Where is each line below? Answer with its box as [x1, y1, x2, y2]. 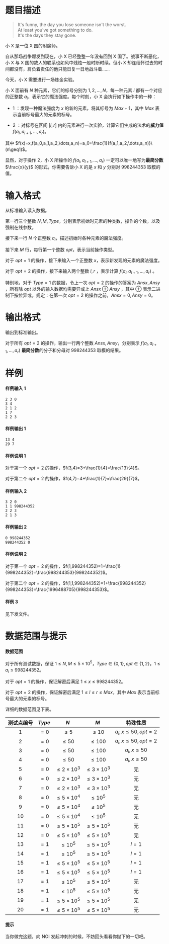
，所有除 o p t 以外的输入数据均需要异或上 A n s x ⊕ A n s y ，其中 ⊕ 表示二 [5, 286, 156, 292]
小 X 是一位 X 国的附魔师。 [5, 42, 60, 48]
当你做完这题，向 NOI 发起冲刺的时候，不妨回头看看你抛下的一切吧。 [5, 933, 148, 939]
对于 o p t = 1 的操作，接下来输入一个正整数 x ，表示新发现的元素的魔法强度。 [5, 258, 162, 264]
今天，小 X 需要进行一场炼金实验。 [5, 76, 77, 82]
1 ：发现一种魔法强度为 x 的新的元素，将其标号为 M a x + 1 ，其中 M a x [12, 105, 154, 111]
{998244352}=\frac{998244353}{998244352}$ [5, 569, 106, 575]
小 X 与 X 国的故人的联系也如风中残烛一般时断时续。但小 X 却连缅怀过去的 [5, 59, 158, 65]
